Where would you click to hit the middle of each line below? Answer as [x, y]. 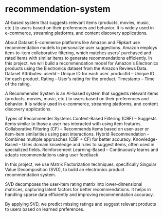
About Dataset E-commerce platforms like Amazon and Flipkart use [72, 42]
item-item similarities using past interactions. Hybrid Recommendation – [77, 134]
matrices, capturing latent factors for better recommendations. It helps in [78, 189]
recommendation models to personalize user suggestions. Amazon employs [81, 47]
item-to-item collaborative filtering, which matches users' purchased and [78, 53]
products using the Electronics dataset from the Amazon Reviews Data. [76, 68]
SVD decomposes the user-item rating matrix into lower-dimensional [74, 184]
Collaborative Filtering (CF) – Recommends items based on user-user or [77, 129]
